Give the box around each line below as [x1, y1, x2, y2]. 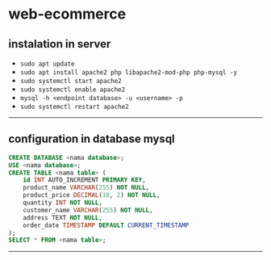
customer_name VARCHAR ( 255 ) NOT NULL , [23, 206, 153, 214]
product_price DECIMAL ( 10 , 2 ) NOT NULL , [23, 191, 161, 199]
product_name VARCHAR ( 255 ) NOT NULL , [23, 183, 150, 192]
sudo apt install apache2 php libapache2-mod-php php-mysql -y [19, 69, 238, 77]
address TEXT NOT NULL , [23, 213, 103, 222]
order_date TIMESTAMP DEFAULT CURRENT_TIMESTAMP [23, 221, 190, 229]
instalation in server [8, 37, 111, 51]
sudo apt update [19, 60, 75, 68]
